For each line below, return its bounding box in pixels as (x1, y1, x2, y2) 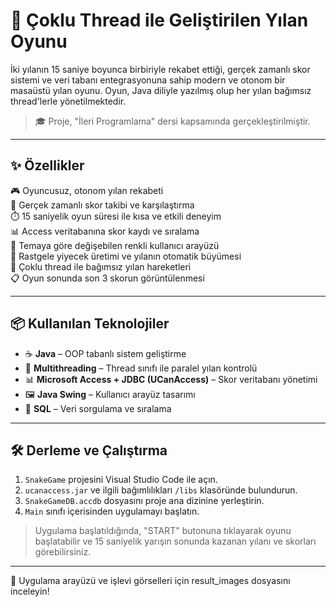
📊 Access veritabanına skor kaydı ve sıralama (10, 225, 200, 237)
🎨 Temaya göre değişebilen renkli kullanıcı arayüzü (10, 239, 220, 251)
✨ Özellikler (10, 157, 85, 174)
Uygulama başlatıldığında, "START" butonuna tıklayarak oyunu (34, 525, 292, 537)
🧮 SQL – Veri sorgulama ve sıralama (24, 402, 172, 414)
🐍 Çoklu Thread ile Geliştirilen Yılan (10, 9, 309, 32)
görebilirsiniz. (34, 546, 92, 558)
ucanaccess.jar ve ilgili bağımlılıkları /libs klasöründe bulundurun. (24, 484, 298, 496)
